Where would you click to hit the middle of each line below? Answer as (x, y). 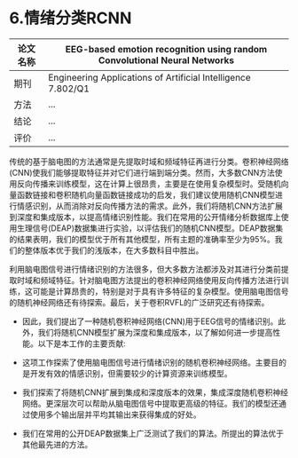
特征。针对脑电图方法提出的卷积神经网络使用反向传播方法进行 (168, 280)
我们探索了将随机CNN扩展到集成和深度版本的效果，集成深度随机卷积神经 (155, 392)
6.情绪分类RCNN (71, 18)
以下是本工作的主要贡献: (82, 343)
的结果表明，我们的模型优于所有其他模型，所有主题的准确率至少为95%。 (142, 239)
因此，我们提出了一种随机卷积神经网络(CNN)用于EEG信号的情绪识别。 (150, 321)
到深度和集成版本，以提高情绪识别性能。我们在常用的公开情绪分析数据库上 (145, 217)
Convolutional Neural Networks (166, 60)
